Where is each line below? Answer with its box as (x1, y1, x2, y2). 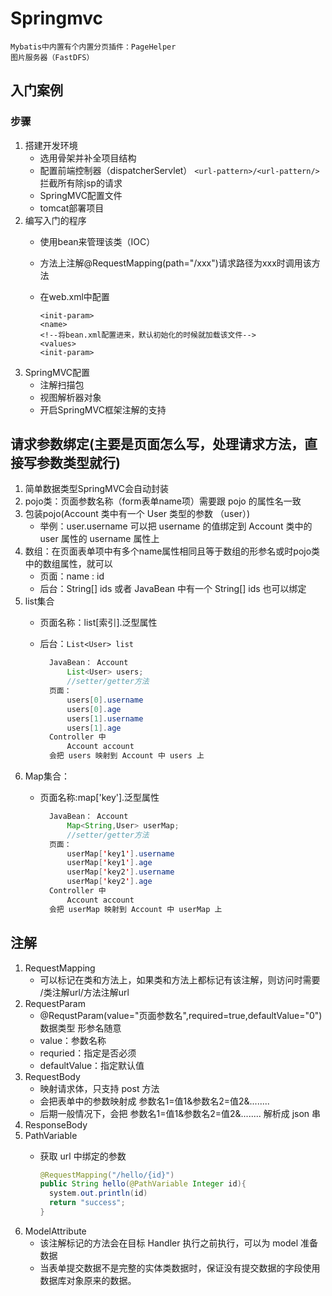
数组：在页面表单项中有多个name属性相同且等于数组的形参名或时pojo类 (24, 545, 321, 557)
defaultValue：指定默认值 (39, 1059, 145, 1071)
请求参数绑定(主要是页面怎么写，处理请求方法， (10, 436, 305, 453)
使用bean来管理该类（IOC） (39, 235, 156, 247)
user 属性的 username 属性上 (39, 533, 160, 545)
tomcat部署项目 (39, 202, 105, 214)
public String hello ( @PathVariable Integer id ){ (39, 1179, 247, 1189)
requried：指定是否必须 (39, 1047, 137, 1059)
